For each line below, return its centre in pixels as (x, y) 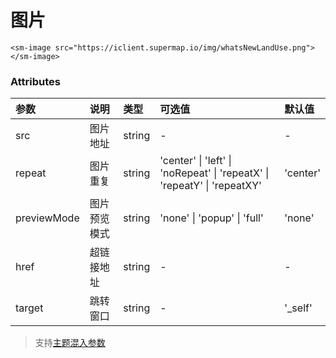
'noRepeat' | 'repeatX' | (214, 173)
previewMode (47, 218)
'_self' (298, 308)
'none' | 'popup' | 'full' (211, 218)
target (29, 308)
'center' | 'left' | (195, 161)
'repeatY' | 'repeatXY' (210, 186)
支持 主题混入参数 (70, 343)
